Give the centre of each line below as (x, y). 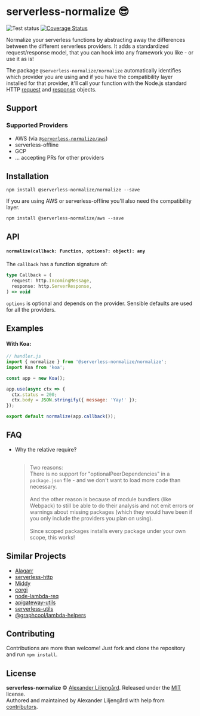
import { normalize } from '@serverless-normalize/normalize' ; (87, 362)
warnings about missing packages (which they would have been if (111, 512)
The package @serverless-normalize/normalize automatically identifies (94, 70)
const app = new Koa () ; (36, 378)
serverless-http (34, 577)
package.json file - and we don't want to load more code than (105, 480)
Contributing (30, 634)
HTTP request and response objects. (51, 89)
